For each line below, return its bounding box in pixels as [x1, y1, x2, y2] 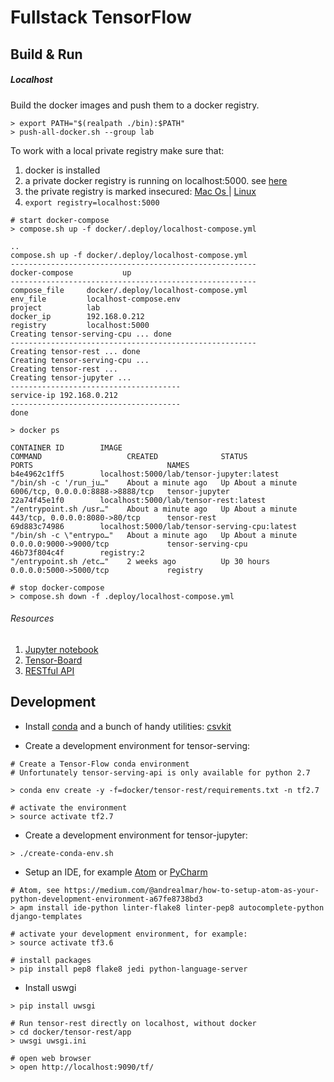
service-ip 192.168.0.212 [10, 390, 118, 400]
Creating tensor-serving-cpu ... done [10, 329, 172, 339]
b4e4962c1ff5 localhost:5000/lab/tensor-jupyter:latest [10, 469, 280, 479]
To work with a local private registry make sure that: [10, 144, 225, 156]
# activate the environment [10, 802, 128, 813]
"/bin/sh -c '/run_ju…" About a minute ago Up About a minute [10, 477, 298, 488]
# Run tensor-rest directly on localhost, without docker [10, 1018, 257, 1028]
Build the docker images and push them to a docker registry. [10, 99, 260, 111]
